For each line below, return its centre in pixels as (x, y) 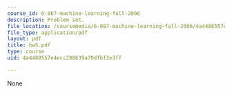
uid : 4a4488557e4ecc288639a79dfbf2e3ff (65, 58)
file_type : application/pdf (48, 32)
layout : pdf (24, 39)
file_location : (29, 26)
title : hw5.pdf (29, 45)
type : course (26, 52)
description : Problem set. (46, 20)
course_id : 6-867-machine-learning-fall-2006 (74, 13)
